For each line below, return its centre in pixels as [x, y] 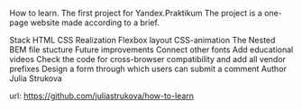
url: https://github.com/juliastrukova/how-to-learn [102, 96]
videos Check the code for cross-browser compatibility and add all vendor [148, 59]
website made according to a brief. [95, 23]
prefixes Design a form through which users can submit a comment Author [148, 69]
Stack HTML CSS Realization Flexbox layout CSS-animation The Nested [142, 40]
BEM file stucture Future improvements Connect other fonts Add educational [151, 50]
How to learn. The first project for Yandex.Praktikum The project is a [136, 13]
